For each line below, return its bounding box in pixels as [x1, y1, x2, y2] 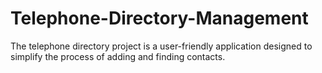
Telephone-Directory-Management [10, 7, 309, 30]
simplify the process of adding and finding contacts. [10, 50, 226, 62]
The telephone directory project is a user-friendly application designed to [10, 40, 313, 52]
